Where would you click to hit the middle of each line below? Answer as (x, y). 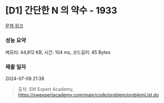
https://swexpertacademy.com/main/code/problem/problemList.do (88, 95)
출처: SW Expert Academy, (46, 89)
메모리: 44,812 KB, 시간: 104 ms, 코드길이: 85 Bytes (58, 52)
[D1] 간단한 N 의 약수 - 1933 (61, 11)
